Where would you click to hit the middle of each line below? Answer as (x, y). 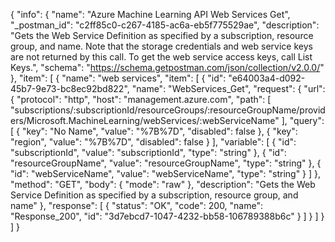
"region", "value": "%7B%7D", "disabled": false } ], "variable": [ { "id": (153, 142)
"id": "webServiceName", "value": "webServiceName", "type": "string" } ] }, (166, 173)
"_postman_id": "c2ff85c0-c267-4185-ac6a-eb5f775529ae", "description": (165, 25)
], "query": (303, 120)
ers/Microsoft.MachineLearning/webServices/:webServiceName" (145, 120)
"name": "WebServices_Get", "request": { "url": (228, 88)
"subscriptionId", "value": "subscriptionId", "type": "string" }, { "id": (148, 152)
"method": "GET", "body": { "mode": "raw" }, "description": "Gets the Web (163, 184)
